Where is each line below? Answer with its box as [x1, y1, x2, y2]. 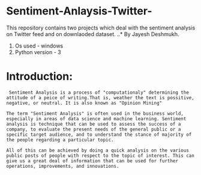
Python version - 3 [14, 48, 61, 55]
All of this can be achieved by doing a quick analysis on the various [6, 147, 189, 153]
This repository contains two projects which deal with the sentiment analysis [6, 24, 196, 31]
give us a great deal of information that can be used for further [6, 158, 179, 164]
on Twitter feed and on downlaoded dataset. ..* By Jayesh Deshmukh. [6, 30, 179, 37]
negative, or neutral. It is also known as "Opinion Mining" [6, 100, 163, 106]
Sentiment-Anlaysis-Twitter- [6, 4, 152, 18]
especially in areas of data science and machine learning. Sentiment [6, 115, 187, 121]
